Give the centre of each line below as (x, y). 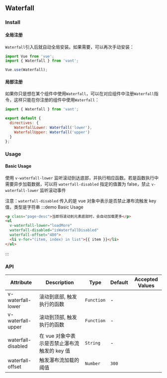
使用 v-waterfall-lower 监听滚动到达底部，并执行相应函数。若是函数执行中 (82, 178)
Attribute (21, 283)
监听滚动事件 (53, 190)
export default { (23, 118)
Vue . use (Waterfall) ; (27, 70)
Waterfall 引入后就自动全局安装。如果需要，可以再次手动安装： (70, 47)
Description (60, 283)
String (93, 343)
